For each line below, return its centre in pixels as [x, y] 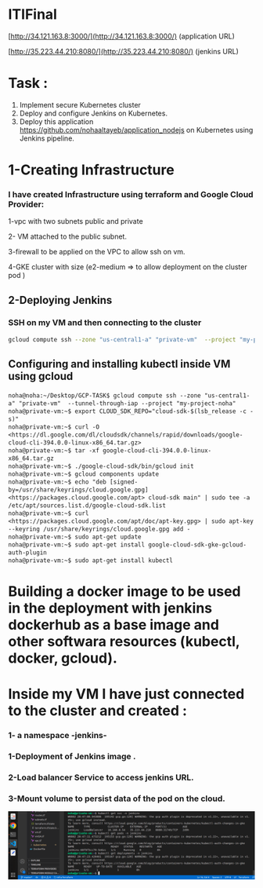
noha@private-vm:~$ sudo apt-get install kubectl [91, 560]
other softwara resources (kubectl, [124, 641]
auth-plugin [27, 552]
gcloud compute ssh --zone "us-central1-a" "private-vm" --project [122, 340]
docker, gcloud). [63, 658]
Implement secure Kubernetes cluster [80, 104]
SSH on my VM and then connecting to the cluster [105, 322]
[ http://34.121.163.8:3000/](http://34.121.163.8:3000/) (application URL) [121, 36]
